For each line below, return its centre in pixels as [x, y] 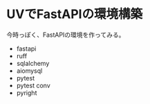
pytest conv [34, 85]
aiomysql [29, 71]
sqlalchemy [33, 63]
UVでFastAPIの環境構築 [75, 14]
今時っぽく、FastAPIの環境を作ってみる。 [66, 35]
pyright [27, 93]
